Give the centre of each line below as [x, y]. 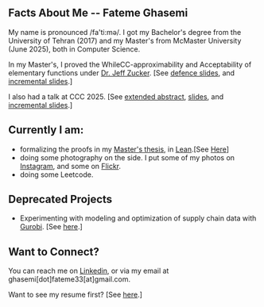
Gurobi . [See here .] [51, 227]
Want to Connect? [54, 252]
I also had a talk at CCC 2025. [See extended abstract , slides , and [116, 96]
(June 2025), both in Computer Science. [74, 49]
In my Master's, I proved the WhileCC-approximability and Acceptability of [130, 64]
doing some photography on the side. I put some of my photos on [127, 157]
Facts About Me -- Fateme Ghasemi [98, 13]
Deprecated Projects [60, 200]
